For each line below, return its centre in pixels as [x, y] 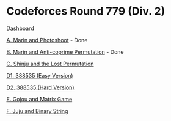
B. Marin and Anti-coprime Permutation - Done [65, 52]
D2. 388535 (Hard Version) [40, 87]
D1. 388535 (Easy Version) [40, 75]
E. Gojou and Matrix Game [39, 99]
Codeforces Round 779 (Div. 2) [86, 11]
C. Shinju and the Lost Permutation [50, 64]
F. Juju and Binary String [37, 111]
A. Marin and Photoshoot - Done [47, 40]
